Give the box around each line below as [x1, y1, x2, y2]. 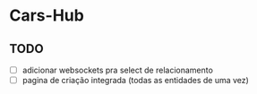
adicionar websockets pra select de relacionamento [21, 64, 213, 75]
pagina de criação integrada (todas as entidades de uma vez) [21, 75, 249, 86]
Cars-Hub [9, 5, 85, 26]
